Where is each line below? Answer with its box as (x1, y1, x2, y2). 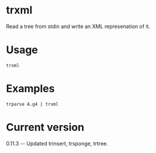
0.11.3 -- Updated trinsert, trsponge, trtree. (6, 140, 108, 147)
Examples (6, 82, 55, 95)
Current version (6, 121, 85, 134)
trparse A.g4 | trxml (6, 101, 59, 107)
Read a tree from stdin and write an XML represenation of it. (6, 23, 151, 30)
